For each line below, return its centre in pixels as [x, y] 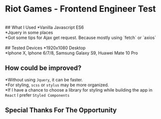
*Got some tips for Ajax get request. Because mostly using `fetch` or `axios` [80, 38]
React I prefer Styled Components [37, 95]
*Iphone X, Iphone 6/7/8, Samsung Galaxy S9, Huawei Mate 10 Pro [72, 53]
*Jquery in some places [29, 32]
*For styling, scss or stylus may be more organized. [57, 85]
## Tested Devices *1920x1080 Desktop [45, 48]
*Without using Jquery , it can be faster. [44, 79]
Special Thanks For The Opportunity [61, 110]
